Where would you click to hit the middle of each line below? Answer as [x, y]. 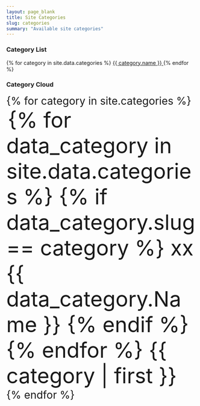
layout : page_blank [31, 12]
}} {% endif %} [116, 324]
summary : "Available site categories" [55, 29]
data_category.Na [94, 299]
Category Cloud [30, 85]
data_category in [89, 146]
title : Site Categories [36, 17]
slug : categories [28, 23]
